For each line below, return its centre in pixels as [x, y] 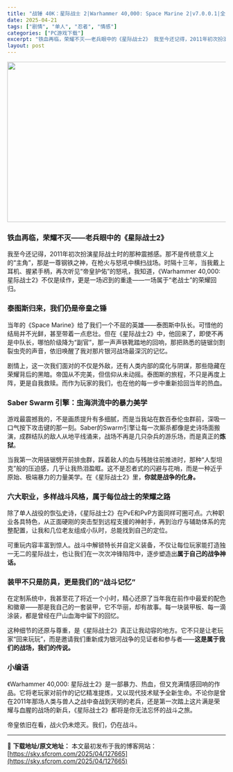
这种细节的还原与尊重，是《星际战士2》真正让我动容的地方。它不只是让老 [112, 631]
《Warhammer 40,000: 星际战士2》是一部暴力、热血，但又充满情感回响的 [111, 684]
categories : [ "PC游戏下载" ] [46, 33]
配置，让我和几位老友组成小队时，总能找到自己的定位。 [92, 530]
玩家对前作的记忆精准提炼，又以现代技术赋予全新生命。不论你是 [128, 692]
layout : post [26, 46]
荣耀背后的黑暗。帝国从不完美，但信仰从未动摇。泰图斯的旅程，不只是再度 [113, 374]
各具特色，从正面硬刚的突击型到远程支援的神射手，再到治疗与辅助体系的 [116, 522]
